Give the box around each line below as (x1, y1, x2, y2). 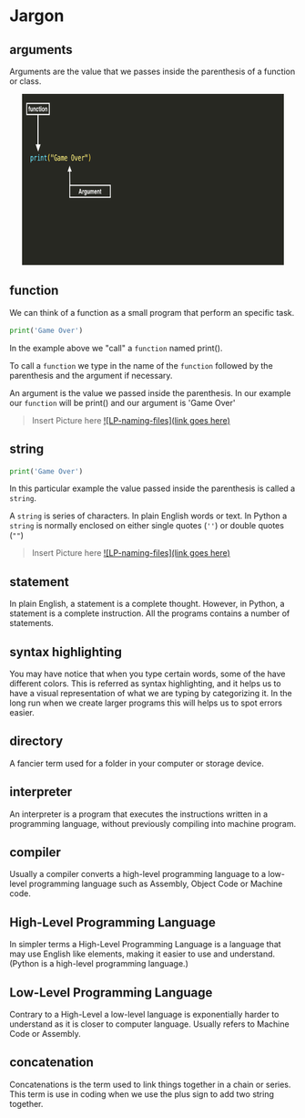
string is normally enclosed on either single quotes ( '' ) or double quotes (9, 520, 285, 531)
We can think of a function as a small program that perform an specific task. (9, 307, 295, 318)
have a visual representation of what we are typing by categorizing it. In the (9, 688, 293, 698)
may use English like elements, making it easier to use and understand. (9, 948, 276, 959)
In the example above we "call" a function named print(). (9, 342, 223, 353)
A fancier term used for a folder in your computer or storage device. (9, 758, 264, 768)
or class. (9, 76, 42, 87)
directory (9, 734, 64, 749)
